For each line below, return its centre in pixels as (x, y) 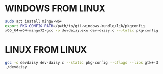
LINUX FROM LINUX (46, 50)
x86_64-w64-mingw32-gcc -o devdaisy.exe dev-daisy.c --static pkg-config (82, 30)
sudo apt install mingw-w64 (34, 21)
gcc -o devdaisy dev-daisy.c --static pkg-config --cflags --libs (74, 63)
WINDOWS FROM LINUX (55, 8)
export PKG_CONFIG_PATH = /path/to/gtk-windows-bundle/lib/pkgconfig (75, 26)
